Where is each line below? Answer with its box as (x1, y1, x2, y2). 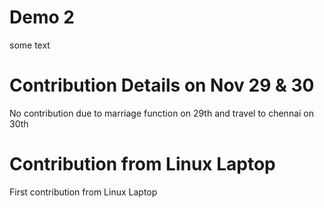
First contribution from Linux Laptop (9, 186, 158, 198)
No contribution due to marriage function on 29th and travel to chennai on (9, 107, 315, 119)
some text (9, 39, 51, 51)
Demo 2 (9, 6, 75, 29)
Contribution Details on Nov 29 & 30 (9, 74, 315, 97)
